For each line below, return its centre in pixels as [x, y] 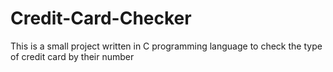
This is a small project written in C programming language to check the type [166, 46]
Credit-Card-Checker [101, 18]
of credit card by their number [72, 56]
